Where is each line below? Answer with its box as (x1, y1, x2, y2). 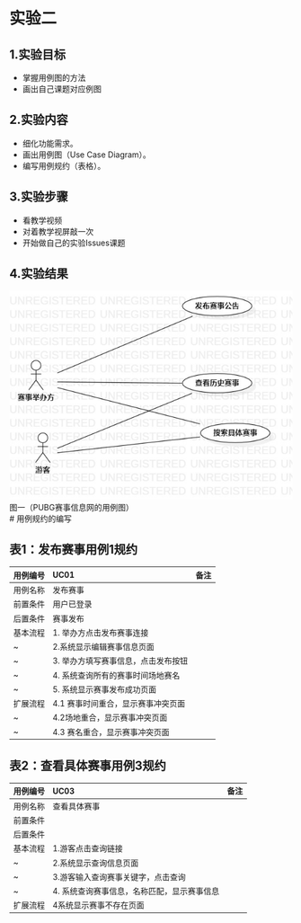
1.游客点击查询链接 (52, 843, 123, 854)
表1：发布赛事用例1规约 (9, 541, 138, 557)
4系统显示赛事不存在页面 (52, 900, 146, 910)
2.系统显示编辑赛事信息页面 (52, 642, 155, 652)
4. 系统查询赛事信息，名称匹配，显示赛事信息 (52, 886, 220, 897)
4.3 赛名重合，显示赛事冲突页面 (52, 726, 170, 737)
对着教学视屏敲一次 (22, 226, 94, 236)
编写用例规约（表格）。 (22, 160, 106, 171)
